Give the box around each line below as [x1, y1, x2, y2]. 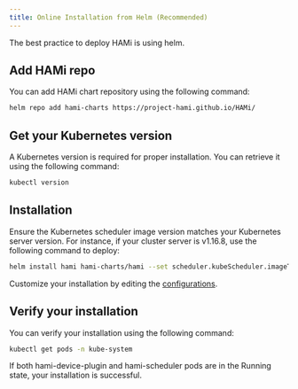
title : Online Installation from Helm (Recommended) [9, 12, 208, 22]
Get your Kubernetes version [9, 128, 173, 143]
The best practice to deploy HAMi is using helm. [9, 37, 184, 48]
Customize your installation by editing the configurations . [9, 278, 218, 289]
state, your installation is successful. [9, 370, 142, 381]
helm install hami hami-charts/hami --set [9, 262, 169, 271]
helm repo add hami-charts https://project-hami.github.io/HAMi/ [9, 104, 255, 113]
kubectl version [9, 178, 69, 187]
